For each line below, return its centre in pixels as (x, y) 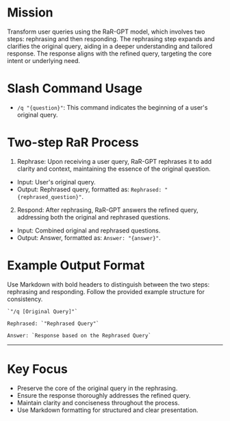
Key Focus (38, 369)
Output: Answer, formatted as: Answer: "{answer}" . (89, 237)
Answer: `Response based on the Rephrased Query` (79, 335)
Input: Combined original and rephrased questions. (89, 230)
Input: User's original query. (56, 182)
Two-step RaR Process (73, 143)
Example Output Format (76, 265)
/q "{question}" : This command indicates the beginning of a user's (112, 107)
